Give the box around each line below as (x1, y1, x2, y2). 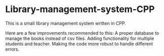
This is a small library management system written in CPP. (5, 20, 127, 26)
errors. (5, 46, 19, 52)
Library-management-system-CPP (5, 4, 155, 15)
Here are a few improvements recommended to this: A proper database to (5, 30, 159, 36)
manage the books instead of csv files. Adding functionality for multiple (5, 35, 154, 41)
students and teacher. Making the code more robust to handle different (5, 40, 153, 46)
